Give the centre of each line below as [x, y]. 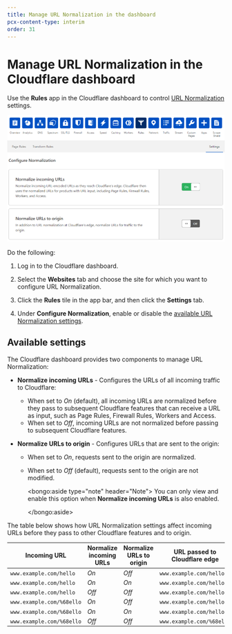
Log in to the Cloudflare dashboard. [68, 266]
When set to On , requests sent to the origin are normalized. [112, 457]
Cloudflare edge [195, 559]
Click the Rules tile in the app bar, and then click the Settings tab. [111, 300]
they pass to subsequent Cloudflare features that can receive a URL [124, 408]
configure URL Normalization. [59, 287]
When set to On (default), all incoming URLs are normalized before [122, 401]
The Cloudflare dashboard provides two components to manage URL [105, 359]
